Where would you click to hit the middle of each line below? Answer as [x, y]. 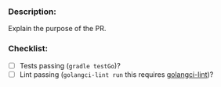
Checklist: [28, 49]
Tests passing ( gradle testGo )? [70, 65]
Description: [32, 12]
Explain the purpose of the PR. [57, 29]
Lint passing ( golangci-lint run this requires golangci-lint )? [116, 74]
